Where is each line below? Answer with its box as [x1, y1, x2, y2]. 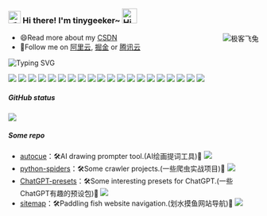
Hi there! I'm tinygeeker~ [22, 14, 121, 25]
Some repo [8, 130, 45, 140]
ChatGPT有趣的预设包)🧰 [19, 189, 99, 199]
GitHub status [8, 92, 56, 102]
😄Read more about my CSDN [19, 33, 118, 43]
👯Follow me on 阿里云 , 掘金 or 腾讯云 [19, 42, 141, 52]
